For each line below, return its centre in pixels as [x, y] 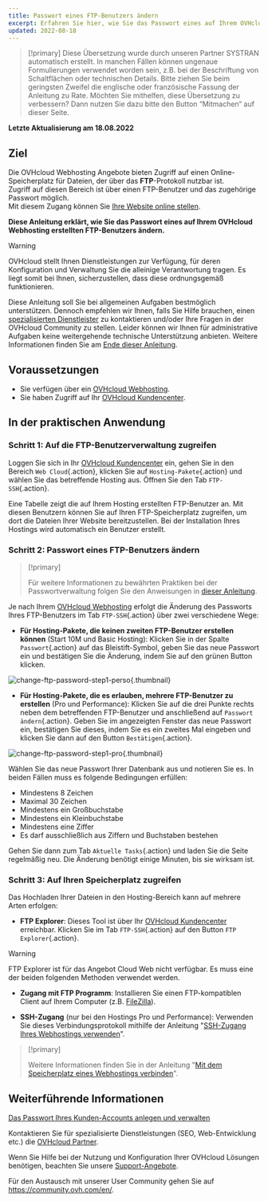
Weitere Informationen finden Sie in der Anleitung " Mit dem [125, 1065]
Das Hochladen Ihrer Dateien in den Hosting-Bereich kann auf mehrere [124, 897]
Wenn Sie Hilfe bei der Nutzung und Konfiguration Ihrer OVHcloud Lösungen [134, 1157]
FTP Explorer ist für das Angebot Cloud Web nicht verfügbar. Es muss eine [131, 969]
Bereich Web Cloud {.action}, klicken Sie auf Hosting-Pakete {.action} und [125, 471]
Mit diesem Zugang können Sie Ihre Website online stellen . [104, 206]
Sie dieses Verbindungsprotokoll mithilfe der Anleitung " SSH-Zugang [133, 1025]
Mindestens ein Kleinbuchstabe [71, 818]
